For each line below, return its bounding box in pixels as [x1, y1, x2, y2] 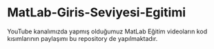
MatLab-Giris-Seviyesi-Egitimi [7, 5, 186, 20]
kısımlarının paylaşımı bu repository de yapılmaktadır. [7, 34, 158, 42]
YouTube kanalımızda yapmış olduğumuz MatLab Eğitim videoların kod [7, 27, 208, 35]
